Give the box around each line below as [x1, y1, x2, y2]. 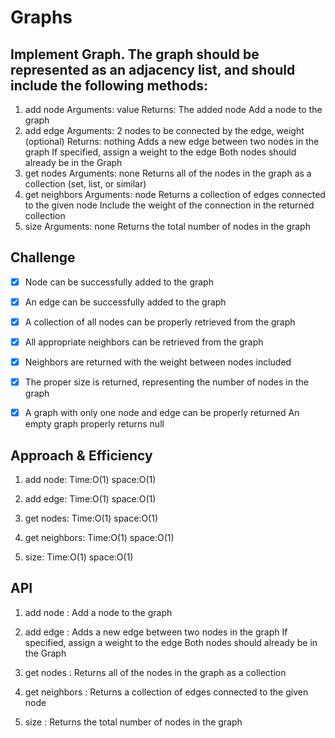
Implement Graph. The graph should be [10, 46, 260, 63]
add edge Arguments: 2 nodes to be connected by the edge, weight [24, 125, 305, 136]
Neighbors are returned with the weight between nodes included [24, 356, 292, 368]
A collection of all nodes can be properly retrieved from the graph [24, 316, 296, 328]
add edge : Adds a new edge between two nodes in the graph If [24, 626, 288, 638]
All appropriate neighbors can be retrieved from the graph [24, 336, 264, 348]
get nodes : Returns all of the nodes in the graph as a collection [24, 666, 287, 678]
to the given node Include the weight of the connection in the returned [24, 199, 315, 211]
